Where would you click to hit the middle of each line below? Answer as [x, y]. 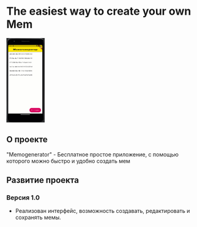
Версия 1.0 [23, 198]
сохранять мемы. [38, 217]
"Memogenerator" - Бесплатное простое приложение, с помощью [93, 154]
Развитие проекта [43, 180]
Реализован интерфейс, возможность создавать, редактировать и [102, 211]
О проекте [27, 140]
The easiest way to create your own [99, 11]
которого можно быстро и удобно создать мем [68, 161]
